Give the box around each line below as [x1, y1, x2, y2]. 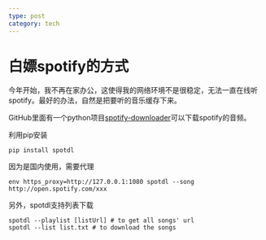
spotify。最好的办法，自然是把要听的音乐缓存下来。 [8, 95, 181, 106]
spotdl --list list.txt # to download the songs [8, 224, 177, 232]
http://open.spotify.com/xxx [8, 185, 107, 194]
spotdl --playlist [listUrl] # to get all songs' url [8, 216, 195, 225]
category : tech [8, 20, 60, 28]
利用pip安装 [8, 130, 48, 140]
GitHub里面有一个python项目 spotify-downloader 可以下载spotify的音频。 [8, 113, 251, 123]
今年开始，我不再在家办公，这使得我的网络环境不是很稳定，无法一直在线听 [8, 85, 258, 95]
